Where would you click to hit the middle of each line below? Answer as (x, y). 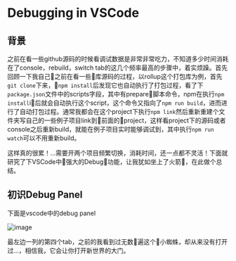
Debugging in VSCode (73, 13)
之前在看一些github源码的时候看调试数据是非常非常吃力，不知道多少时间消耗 (118, 59)
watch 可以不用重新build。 (44, 138)
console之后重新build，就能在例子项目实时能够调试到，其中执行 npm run (111, 129)
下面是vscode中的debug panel (52, 213)
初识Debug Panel (45, 195)
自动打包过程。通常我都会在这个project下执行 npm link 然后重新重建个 (119, 112)
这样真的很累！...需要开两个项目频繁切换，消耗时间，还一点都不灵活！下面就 (118, 153)
